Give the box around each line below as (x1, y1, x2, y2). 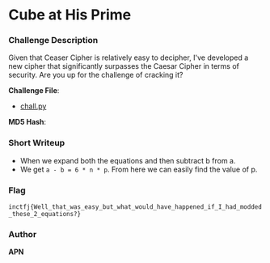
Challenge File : (8, 86, 60, 95)
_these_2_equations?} (8, 210, 82, 218)
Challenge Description (8, 35, 99, 46)
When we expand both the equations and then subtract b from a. (19, 155, 236, 165)
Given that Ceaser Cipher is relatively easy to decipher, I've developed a (8, 53, 249, 62)
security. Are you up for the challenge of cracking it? (8, 70, 184, 80)
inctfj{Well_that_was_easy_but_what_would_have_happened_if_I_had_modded (8, 203, 263, 211)
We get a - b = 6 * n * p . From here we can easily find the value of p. (19, 164, 258, 174)
